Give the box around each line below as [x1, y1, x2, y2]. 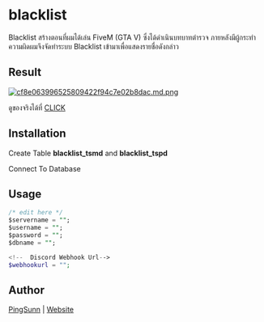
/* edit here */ [8, 209, 63, 217]
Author [8, 283, 45, 297]
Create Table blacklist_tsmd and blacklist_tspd [8, 148, 168, 158]
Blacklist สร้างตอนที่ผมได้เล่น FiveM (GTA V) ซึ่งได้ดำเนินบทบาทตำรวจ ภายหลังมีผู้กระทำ [8, 32, 257, 42]
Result [8, 66, 42, 79]
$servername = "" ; [8, 216, 70, 224]
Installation [8, 127, 66, 141]
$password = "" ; [8, 231, 63, 239]
